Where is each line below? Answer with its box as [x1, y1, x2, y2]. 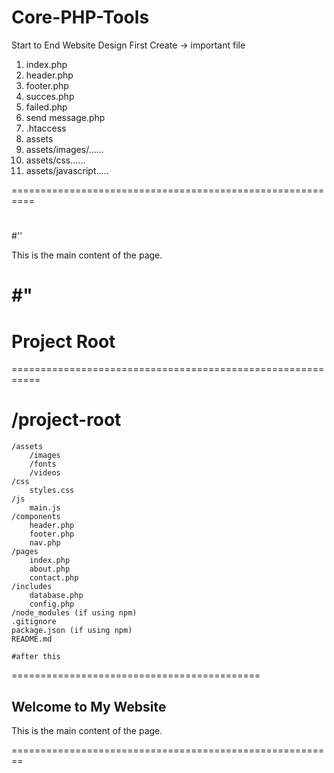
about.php [29, 564, 71, 575]
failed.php [25, 101, 68, 113]
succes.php [25, 90, 75, 102]
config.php [29, 599, 75, 610]
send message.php [25, 111, 106, 123]
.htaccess [25, 122, 67, 134]
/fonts [29, 459, 57, 470]
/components [11, 512, 61, 522]
